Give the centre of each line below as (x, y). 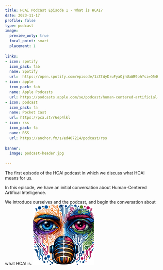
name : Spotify (24, 72)
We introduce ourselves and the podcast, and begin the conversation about (81, 202)
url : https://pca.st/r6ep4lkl (40, 118)
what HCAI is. (19, 263)
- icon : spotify (21, 61)
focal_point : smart (29, 41)
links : (12, 56)
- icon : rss (17, 123)
